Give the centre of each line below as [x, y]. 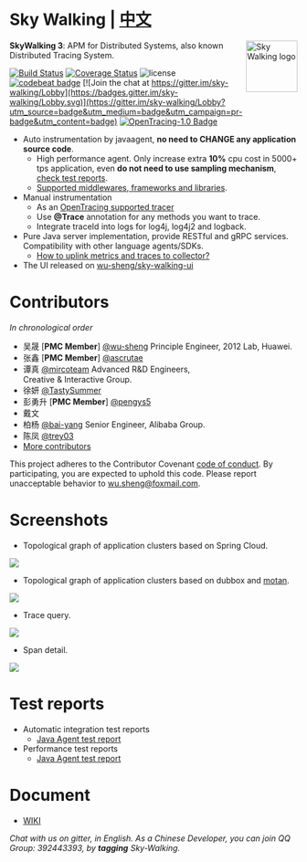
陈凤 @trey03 [48, 436]
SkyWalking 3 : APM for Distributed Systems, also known [116, 45]
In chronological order [51, 327]
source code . [48, 149]
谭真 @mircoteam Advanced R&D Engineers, [106, 369]
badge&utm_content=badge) [64, 121]
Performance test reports [70, 748]
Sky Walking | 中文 [81, 20]
